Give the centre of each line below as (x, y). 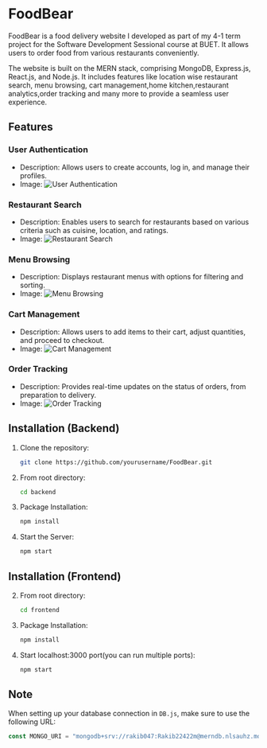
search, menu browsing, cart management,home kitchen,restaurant (118, 85)
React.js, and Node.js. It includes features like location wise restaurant (123, 76)
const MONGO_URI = (39, 737)
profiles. (33, 175)
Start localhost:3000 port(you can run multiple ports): (108, 655)
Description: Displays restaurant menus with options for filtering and (132, 277)
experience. (28, 102)
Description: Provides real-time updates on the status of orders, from (133, 386)
